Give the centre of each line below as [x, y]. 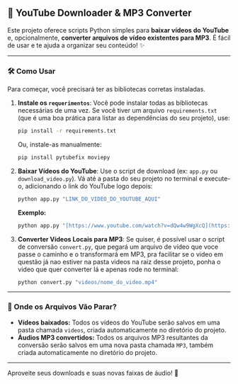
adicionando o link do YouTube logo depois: [89, 186]
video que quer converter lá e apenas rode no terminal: [98, 269]
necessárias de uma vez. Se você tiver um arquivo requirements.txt [117, 111]
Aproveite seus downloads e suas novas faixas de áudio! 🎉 [93, 373]
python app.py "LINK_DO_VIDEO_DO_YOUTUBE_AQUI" [89, 199]
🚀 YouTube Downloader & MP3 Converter [100, 13]
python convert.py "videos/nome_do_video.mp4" [87, 282]
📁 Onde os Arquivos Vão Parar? [62, 307]
